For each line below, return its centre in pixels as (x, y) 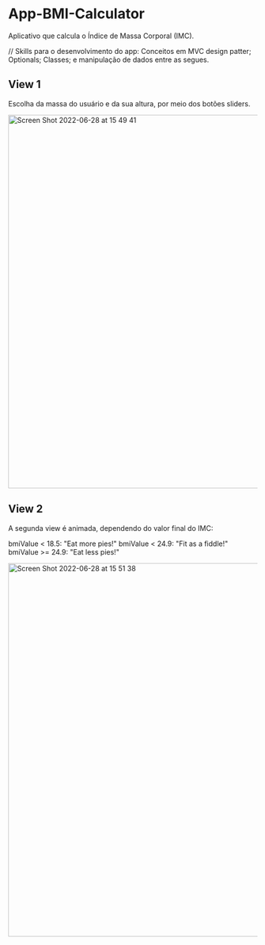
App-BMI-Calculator (76, 14)
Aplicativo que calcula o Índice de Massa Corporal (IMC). (101, 36)
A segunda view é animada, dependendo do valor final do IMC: (111, 528)
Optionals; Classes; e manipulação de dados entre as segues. (109, 60)
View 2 (26, 509)
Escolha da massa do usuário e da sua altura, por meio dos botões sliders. (129, 103)
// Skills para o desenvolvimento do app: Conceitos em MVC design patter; (130, 51)
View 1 (25, 85)
